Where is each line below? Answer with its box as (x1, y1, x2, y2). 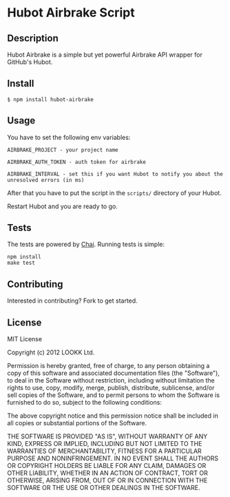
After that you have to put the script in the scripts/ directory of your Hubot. (7, 188, 222, 197)
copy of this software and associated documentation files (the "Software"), (7, 369, 220, 377)
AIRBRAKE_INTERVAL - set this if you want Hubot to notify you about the (7, 170, 224, 177)
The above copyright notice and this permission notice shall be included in (7, 412, 218, 420)
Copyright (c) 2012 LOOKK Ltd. (7, 348, 95, 356)
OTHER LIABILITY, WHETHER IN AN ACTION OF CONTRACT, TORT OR (7, 469, 208, 477)
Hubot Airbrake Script (7, 5, 136, 21)
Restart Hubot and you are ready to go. (7, 202, 118, 210)
